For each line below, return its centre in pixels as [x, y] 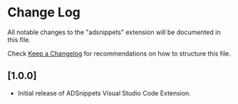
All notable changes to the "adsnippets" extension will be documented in [114, 32]
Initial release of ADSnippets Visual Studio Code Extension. [104, 93]
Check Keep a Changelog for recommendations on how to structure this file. [119, 53]
